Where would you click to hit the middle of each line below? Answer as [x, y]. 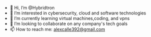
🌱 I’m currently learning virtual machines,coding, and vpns [70, 18]
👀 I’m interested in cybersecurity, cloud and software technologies [78, 13]
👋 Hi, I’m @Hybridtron [32, 8]
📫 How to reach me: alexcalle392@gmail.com [58, 29]
